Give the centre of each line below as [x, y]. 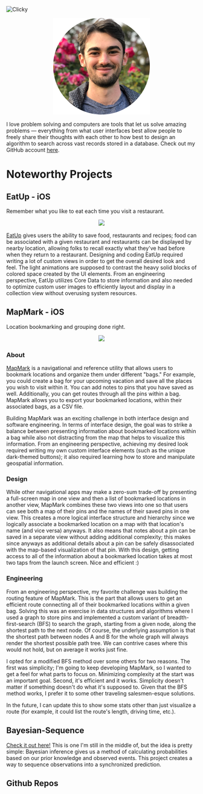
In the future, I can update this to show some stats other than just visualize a [101, 705]
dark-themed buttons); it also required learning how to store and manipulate [101, 457]
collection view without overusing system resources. [72, 293]
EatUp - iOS [28, 197]
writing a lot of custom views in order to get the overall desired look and [96, 261]
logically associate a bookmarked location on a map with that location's [95, 524]
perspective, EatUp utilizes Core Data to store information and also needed [99, 280]
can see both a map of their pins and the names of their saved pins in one [98, 512]
